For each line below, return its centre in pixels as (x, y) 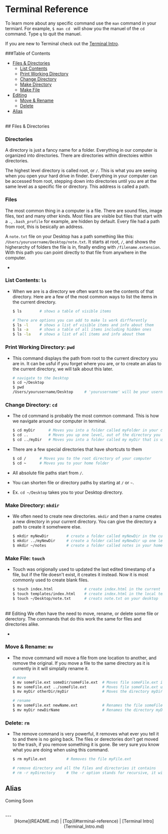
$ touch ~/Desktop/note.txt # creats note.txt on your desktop (85, 598)
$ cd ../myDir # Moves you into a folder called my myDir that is (85, 440)
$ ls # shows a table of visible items (62, 311)
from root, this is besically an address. (44, 227)
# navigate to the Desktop (40, 378)
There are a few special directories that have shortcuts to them (77, 449)
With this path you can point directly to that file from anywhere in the (76, 252)
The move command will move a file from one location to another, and (84, 658)
